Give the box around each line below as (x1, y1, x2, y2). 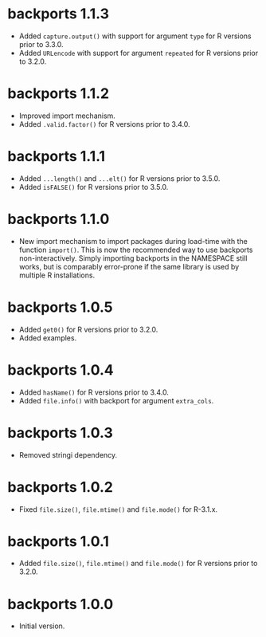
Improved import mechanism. (18, 111, 116, 120)
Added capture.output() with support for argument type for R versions (18, 31, 252, 41)
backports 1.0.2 (7, 478, 113, 496)
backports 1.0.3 (7, 423, 113, 442)
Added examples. (18, 332, 77, 343)
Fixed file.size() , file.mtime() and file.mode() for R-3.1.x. (18, 504, 218, 514)
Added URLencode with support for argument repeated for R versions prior (18, 48, 259, 57)
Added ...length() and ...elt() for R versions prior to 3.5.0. (18, 173, 221, 183)
